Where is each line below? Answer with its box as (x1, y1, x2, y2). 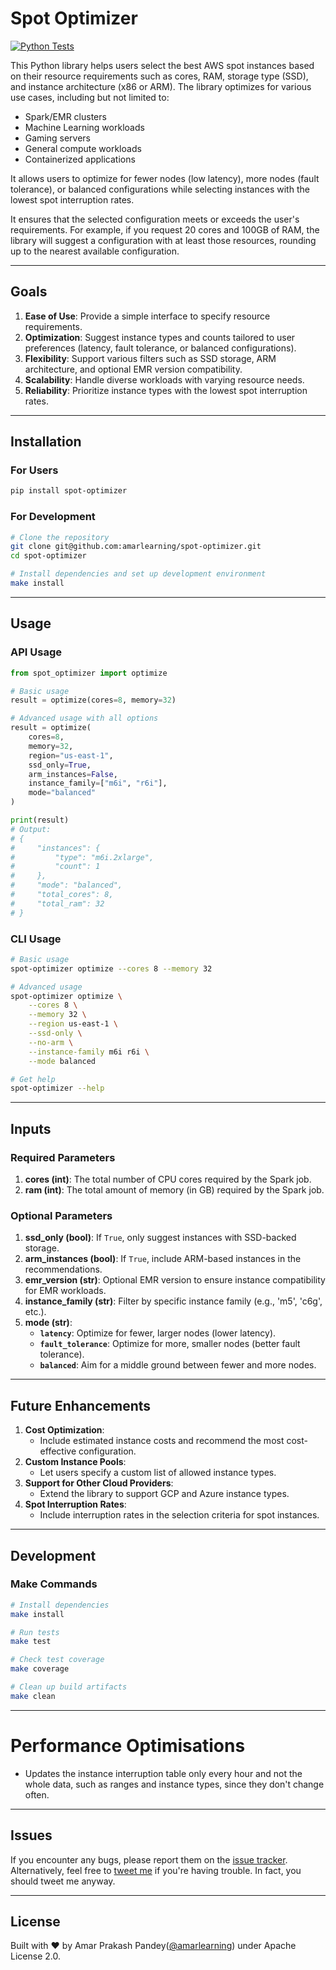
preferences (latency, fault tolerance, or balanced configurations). (24, 342, 297, 354)
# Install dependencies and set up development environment (10, 569, 267, 579)
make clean (10, 1691, 56, 1701)
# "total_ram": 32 (10, 898, 105, 909)
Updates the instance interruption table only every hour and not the (24, 1767, 303, 1779)
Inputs (10, 1120, 52, 1137)
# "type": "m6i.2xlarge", (10, 852, 155, 862)
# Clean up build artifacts (10, 1682, 128, 1692)
